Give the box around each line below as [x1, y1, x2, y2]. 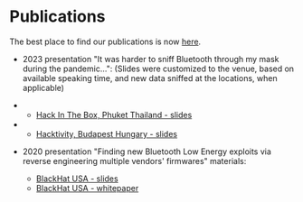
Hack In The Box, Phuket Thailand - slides [35, 109, 193, 120]
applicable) [22, 82, 65, 93]
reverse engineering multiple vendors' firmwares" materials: [22, 155, 247, 166]
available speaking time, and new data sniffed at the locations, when [22, 72, 278, 83]
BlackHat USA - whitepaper [35, 182, 139, 193]
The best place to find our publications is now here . [9, 36, 202, 47]
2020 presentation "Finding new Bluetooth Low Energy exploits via [22, 146, 271, 157]
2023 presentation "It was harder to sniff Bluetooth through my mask [22, 53, 279, 64]
